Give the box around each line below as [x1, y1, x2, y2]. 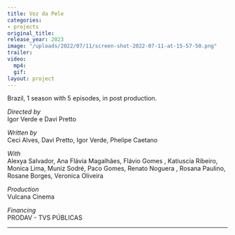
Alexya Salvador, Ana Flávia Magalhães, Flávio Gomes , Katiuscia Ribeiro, [7, 157, 218, 165]
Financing [7, 206, 36, 215]
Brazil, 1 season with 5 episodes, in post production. [7, 94, 157, 103]
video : [7, 56, 27, 63]
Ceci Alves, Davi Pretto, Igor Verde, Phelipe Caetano [7, 136, 158, 144]
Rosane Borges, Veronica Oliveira [7, 172, 104, 180]
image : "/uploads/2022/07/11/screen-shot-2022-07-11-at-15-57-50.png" [7, 43, 218, 50]
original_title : [7, 29, 55, 37]
